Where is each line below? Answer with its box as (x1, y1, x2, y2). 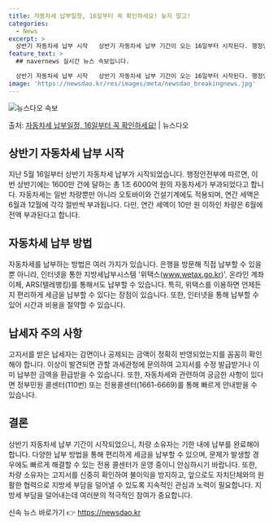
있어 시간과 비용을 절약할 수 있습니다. (8, 300, 126, 310)
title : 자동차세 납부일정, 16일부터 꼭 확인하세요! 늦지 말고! (8, 11, 191, 20)
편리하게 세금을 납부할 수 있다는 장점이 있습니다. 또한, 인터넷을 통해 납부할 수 (16, 290, 260, 300)
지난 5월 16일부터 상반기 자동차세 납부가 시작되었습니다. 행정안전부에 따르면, (8, 169, 250, 179)
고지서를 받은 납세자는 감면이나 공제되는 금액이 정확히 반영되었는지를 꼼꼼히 (8, 349, 248, 359)
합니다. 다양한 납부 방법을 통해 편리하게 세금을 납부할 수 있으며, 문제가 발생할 (8, 449, 251, 459)
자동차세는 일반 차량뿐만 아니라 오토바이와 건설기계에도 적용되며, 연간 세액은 (19, 190, 260, 199)
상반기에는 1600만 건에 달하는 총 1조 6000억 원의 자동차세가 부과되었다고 (16, 180, 249, 190)
